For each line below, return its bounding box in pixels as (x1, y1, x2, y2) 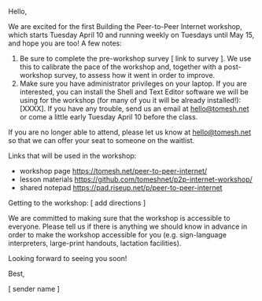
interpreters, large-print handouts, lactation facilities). (8, 239, 182, 248)
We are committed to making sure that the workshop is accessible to (8, 214, 231, 222)
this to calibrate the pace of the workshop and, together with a (19, 62, 223, 72)
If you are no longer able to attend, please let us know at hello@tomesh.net (8, 127, 252, 137)
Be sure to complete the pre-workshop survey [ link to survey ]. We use (19, 54, 252, 63)
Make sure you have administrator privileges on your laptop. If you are (19, 79, 247, 88)
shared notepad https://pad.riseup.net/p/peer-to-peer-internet (19, 183, 223, 192)
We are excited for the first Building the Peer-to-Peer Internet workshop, (8, 22, 242, 31)
